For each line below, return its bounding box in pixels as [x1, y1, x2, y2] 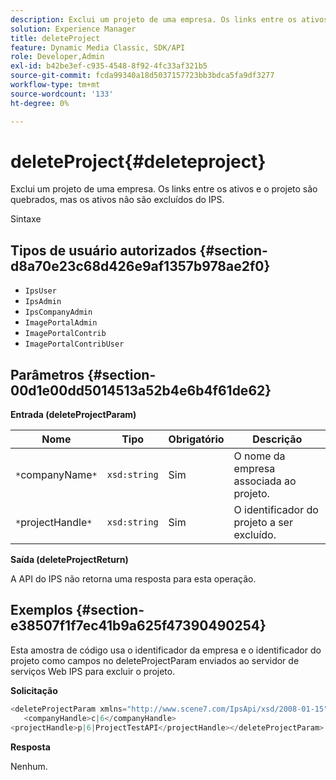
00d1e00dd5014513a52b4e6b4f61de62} [10, 382, 272, 399]
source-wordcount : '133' [10, 89, 114, 99]
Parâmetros [10, 366, 85, 383]
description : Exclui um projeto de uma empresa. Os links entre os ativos [10, 14, 329, 25]
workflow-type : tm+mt [10, 80, 101, 90]
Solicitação [10, 684, 58, 696]
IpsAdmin [24, 297, 62, 307]
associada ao [233, 474, 297, 488]
